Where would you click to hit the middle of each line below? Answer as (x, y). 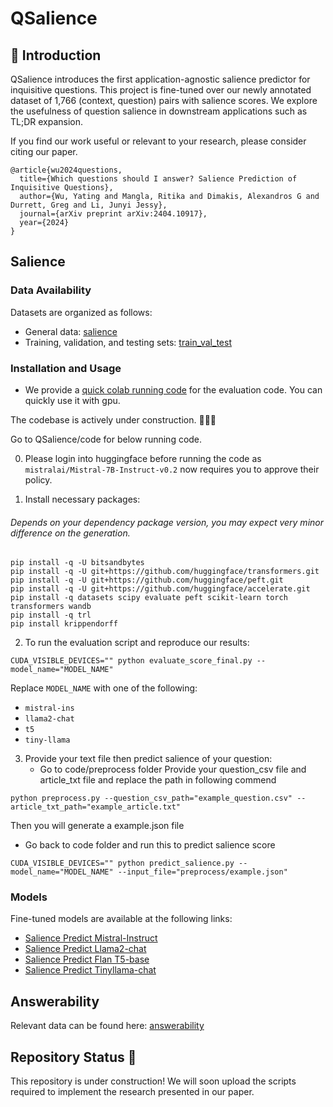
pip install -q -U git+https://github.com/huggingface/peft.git (147, 580)
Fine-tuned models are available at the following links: (121, 919)
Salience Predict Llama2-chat (85, 949)
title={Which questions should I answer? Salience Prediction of (158, 179)
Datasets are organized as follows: (81, 312)
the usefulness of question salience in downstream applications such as (159, 111)
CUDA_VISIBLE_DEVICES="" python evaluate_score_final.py (131, 661)
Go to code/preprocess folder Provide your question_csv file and (173, 769)
